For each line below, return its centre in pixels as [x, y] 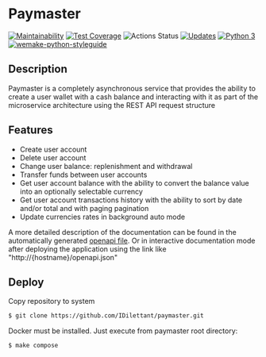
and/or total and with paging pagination [84, 208]
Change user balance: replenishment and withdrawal [106, 166]
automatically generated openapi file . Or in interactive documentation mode [132, 240]
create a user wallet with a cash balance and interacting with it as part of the [133, 97]
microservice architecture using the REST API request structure [112, 105]
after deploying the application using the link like [87, 249]
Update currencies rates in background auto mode [102, 217]
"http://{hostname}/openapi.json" [63, 257]
